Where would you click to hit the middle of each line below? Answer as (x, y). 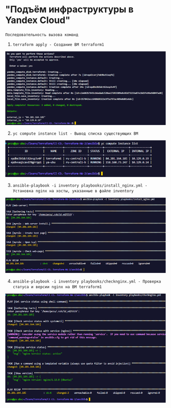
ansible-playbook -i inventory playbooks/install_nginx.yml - (80, 185)
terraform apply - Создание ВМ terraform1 (58, 44)
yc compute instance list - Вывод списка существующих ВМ (75, 134)
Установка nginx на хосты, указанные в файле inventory (73, 191)
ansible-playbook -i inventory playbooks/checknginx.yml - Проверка (87, 282)
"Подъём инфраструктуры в (69, 9)
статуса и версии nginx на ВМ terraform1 (57, 287)
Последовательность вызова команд (42, 35)
